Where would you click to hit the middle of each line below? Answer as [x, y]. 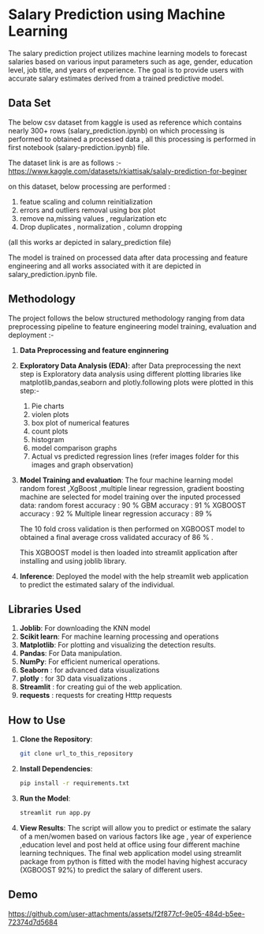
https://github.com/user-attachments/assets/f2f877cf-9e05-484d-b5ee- [127, 913]
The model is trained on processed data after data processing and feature [128, 257]
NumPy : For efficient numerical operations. [89, 662]
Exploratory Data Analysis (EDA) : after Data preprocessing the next [130, 366]
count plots [50, 431]
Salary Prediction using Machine [117, 15]
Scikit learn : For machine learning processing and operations [119, 636]
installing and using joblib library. [73, 561]
